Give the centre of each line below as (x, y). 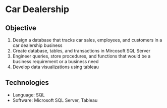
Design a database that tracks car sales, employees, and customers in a (87, 40)
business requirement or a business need (55, 61)
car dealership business (37, 45)
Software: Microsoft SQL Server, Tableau (55, 100)
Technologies (27, 83)
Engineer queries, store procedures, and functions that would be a (81, 56)
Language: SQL (29, 95)
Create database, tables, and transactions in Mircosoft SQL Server (81, 51)
